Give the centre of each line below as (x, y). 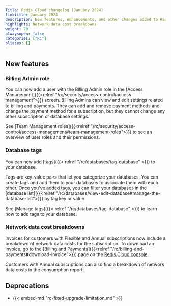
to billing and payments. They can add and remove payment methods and (82, 106)
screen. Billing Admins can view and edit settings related (104, 100)
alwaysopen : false (25, 34)
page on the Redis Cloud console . (113, 254)
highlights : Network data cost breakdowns (51, 24)
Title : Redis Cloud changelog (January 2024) (54, 10)
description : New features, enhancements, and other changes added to (82, 19)
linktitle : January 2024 (32, 15)
